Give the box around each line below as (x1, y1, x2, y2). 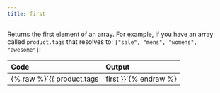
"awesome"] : (7, 45, 41, 53)
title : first (7, 10, 46, 18)
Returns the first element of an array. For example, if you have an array (7, 30, 214, 38)
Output (105, 62, 130, 72)
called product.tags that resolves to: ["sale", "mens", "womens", (7, 37, 198, 46)
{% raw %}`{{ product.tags (11, 74, 99, 84)
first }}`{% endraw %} (105, 74, 177, 84)
